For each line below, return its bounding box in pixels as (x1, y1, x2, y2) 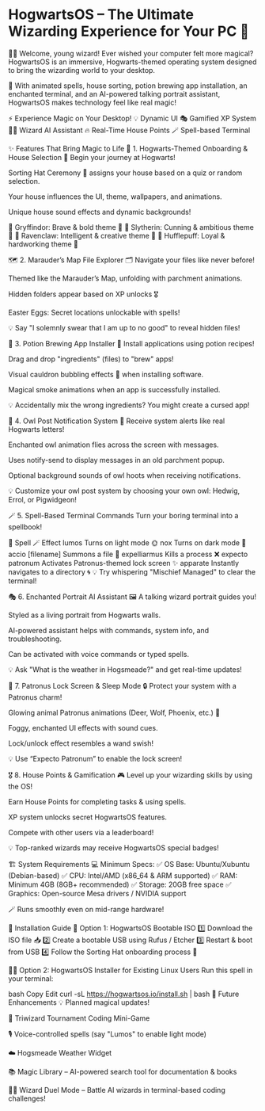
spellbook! (8, 521, 42, 532)
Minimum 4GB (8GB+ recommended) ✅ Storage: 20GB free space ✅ (8, 880, 232, 889)
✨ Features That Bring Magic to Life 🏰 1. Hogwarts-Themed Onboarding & (8, 143, 248, 153)
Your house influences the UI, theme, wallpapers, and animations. (8, 192, 223, 201)
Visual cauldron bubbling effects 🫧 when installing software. (8, 369, 204, 379)
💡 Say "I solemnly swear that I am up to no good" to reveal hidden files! (8, 323, 240, 332)
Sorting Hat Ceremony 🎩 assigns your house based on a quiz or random (8, 168, 243, 178)
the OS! (8, 781, 33, 791)
